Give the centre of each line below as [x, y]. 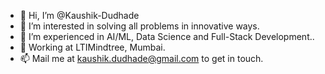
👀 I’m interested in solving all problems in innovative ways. [139, 26]
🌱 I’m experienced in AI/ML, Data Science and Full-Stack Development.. [167, 36]
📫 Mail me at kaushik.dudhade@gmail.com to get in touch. [141, 58]
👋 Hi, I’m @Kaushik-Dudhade [79, 15]
